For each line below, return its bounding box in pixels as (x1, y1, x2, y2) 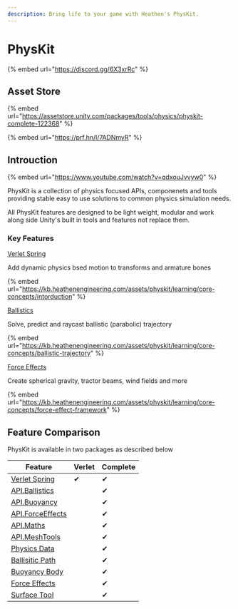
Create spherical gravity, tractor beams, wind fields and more (7, 377, 187, 385)
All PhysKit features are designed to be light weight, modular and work (7, 208, 214, 217)
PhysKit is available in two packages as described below (7, 445, 173, 454)
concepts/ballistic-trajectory (7, 349, 91, 357)
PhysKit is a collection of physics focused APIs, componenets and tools (7, 187, 217, 195)
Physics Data (11, 543, 55, 553)
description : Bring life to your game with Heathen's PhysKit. (7, 10, 200, 18)
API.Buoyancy (11, 497, 58, 507)
